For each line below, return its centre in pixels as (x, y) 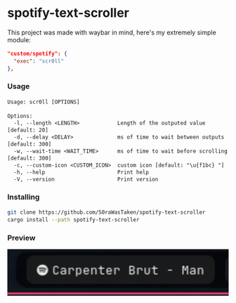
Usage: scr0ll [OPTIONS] (44, 102)
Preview (21, 238)
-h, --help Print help (81, 172)
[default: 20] (28, 130)
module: (19, 39)
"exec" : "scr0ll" (39, 61)
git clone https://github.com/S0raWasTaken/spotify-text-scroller (106, 212)
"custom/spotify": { (38, 53)
